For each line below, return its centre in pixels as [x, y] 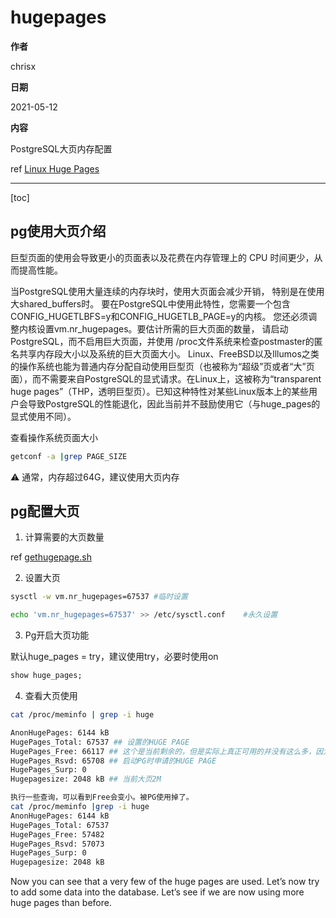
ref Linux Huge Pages [55, 168]
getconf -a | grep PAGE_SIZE [69, 456]
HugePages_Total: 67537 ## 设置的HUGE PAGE [100, 742]
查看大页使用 [51, 696]
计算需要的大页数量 [64, 537]
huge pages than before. [61, 903]
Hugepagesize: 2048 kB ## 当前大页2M [86, 779]
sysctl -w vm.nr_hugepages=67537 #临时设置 [99, 597]
